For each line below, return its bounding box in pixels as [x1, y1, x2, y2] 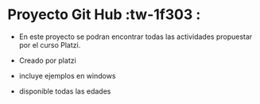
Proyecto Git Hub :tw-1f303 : [7, 6, 201, 24]
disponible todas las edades [18, 86, 111, 96]
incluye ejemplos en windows [18, 71, 116, 80]
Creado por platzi [18, 56, 76, 65]
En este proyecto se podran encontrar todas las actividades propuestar [18, 32, 253, 41]
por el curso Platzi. [18, 40, 81, 49]
